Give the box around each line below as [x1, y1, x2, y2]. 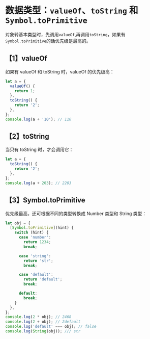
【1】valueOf [5, 54, 47, 63]
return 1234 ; [23, 240, 51, 245]
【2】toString [5, 132, 49, 141]
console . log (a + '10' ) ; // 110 [5, 117, 72, 122]
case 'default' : [18, 272, 53, 277]
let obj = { [5, 220, 31, 226]
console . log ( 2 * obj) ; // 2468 [5, 315, 72, 320]
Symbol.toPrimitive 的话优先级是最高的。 [5, 38, 91, 44]
